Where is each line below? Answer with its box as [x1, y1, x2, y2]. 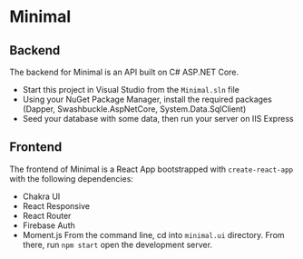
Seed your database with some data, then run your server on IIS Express [22, 114, 294, 124]
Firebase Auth [22, 220, 75, 231]
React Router [22, 210, 72, 221]
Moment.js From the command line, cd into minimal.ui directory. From [22, 229, 285, 240]
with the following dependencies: [9, 173, 134, 184]
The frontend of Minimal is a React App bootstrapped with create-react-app [9, 164, 294, 174]
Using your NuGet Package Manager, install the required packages [22, 94, 272, 105]
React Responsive [22, 200, 91, 211]
